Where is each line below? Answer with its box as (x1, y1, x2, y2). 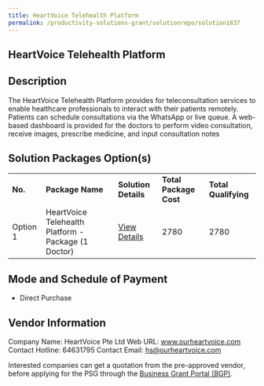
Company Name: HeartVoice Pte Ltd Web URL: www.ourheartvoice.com (8, 337, 241, 347)
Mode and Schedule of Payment (8, 272, 168, 285)
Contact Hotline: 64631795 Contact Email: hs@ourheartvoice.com (8, 345, 222, 355)
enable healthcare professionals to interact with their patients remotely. (8, 104, 239, 113)
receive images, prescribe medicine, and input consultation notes (8, 129, 220, 138)
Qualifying (208, 189, 249, 200)
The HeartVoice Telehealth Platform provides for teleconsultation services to (8, 95, 256, 105)
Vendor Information (8, 316, 106, 329)
